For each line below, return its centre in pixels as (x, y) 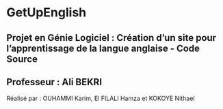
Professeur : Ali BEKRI (54, 82)
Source (22, 59)
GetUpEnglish (47, 13)
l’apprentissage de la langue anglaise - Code (103, 48)
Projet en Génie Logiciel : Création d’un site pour (112, 38)
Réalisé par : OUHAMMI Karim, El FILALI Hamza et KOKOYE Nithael (101, 98)
